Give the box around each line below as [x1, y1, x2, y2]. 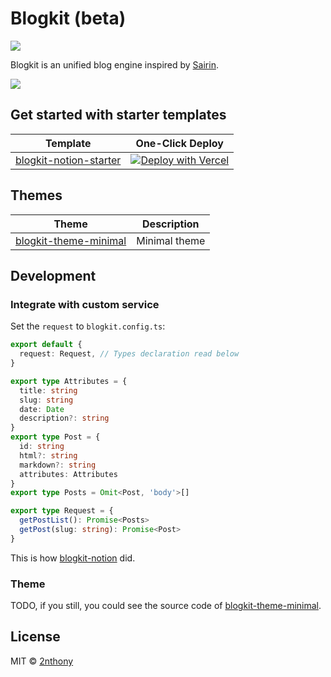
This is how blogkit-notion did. [10, 552, 136, 564]
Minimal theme [136, 233, 206, 247]
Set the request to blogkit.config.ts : [10, 320, 166, 332]
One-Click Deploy [135, 136, 224, 150]
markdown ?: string [19, 460, 97, 470]
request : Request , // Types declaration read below [19, 349, 240, 359]
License [10, 628, 61, 646]
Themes [10, 187, 63, 204]
